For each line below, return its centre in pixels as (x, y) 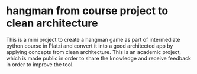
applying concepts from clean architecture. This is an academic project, (94, 52)
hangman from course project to (87, 11)
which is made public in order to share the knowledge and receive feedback (98, 58)
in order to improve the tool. (40, 64)
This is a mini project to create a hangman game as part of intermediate (93, 39)
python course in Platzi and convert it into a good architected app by (90, 46)
